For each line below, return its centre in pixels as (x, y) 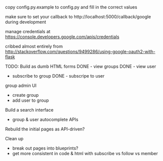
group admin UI (21, 85)
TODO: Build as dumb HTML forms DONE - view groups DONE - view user (81, 66)
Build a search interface (29, 110)
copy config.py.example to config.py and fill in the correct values (71, 7)
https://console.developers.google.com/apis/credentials (62, 37)
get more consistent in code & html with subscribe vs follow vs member (85, 153)
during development (26, 22)
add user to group (31, 100)
